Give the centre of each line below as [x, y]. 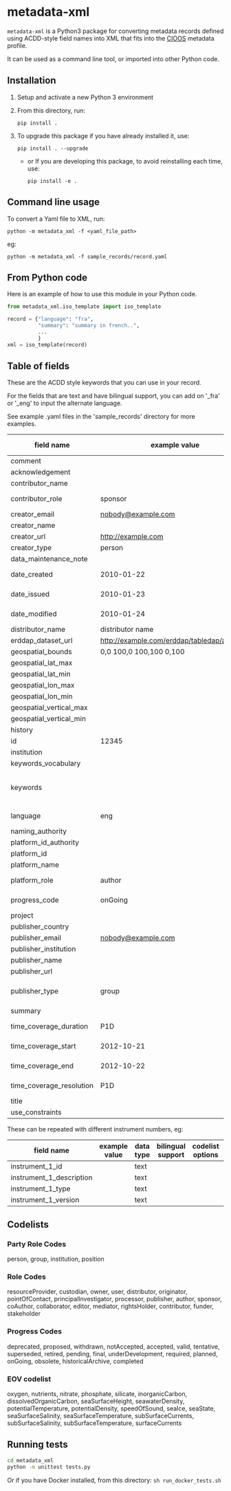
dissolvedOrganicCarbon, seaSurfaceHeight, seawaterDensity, [96, 1401]
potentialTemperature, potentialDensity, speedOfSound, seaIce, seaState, [111, 1409]
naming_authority [39, 831]
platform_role [32, 881]
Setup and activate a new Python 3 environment [85, 97]
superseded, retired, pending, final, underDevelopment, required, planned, [112, 1354]
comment [26, 461]
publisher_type [35, 991]
